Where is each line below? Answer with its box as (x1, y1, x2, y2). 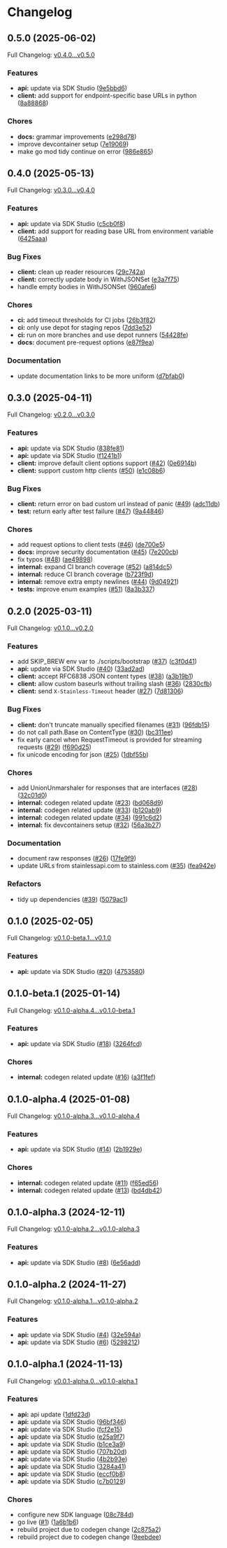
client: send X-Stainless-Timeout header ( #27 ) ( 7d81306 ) (17, 687, 184, 695)
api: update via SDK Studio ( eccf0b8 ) (17, 1470, 126, 1478)
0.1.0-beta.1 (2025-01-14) (7, 988, 121, 1000)
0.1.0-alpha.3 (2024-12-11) (7, 1206, 126, 1218)
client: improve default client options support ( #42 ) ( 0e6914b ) (17, 459, 197, 467)
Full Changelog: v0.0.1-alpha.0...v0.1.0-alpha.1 (7, 1376, 138, 1385)
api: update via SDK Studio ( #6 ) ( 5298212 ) (17, 1338, 140, 1346)
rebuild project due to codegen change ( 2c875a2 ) (17, 1526, 162, 1534)
